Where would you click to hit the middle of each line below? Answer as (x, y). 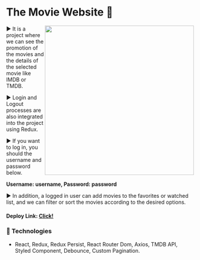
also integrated (25, 117)
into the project (25, 123)
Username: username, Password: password (62, 184)
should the (19, 153)
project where (23, 35)
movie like (19, 73)
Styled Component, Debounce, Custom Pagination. (77, 250)
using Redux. (22, 129)
